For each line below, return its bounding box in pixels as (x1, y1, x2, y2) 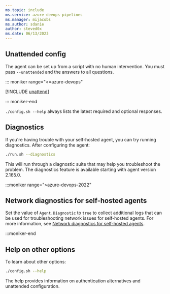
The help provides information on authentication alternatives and (5, 278, 141, 284)
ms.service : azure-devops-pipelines (5, 12, 83, 17)
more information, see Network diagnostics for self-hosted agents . (5, 221, 145, 227)
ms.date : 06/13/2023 (5, 31, 49, 36)
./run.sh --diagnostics (5, 152, 56, 157)
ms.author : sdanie (5, 21, 44, 27)
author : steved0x (5, 26, 42, 32)
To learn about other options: (5, 259, 66, 265)
